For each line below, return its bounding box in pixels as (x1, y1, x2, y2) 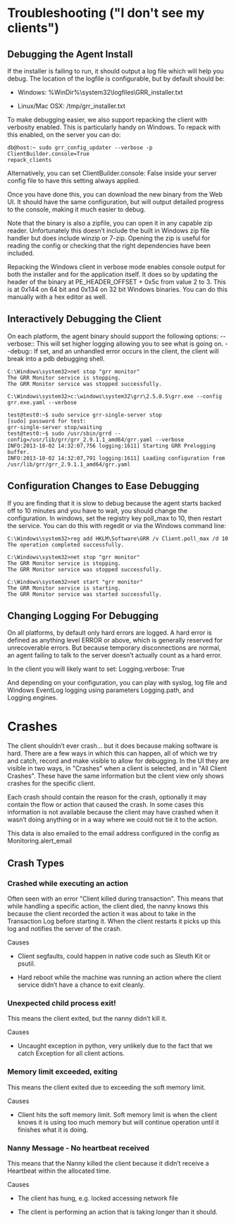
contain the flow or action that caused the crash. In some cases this (7, 800, 204, 809)
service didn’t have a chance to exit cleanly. (17, 981, 145, 989)
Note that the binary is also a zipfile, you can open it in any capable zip (7, 219, 213, 227)
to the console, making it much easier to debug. (7, 205, 146, 213)
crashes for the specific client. (7, 779, 96, 788)
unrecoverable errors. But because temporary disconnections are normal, (7, 643, 221, 652)
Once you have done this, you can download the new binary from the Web (7, 190, 223, 199)
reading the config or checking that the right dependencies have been (7, 242, 211, 250)
